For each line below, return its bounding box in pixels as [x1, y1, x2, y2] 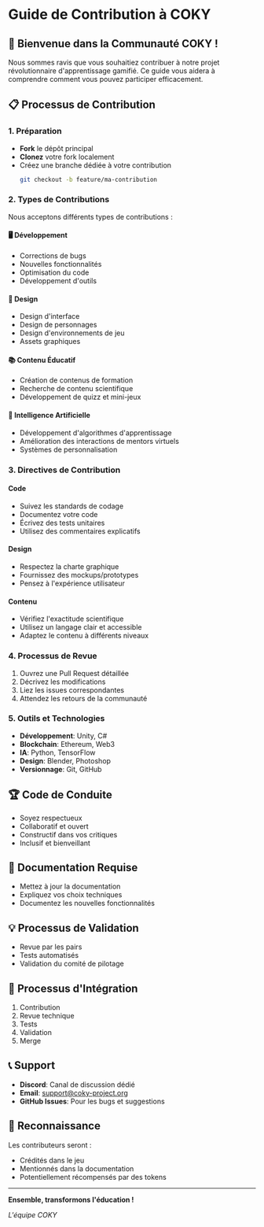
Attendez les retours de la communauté [19, 693, 148, 703]
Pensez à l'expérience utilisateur [19, 578, 126, 588]
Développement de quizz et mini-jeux [19, 392, 141, 402]
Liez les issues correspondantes [19, 685, 124, 694]
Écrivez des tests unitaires [19, 518, 105, 527]
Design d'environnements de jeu [19, 328, 125, 338]
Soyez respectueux [19, 813, 82, 822]
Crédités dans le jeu [19, 1155, 85, 1165]
